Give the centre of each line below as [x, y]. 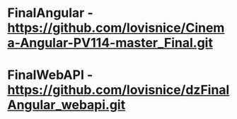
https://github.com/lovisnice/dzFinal [118, 90]
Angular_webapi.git [67, 105]
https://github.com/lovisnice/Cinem [116, 28]
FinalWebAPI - [50, 75]
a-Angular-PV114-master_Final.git [110, 43]
